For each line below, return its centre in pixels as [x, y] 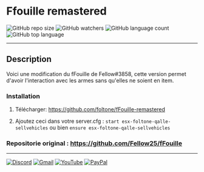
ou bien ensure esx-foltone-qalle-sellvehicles [110, 128]
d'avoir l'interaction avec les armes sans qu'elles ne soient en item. [90, 80]
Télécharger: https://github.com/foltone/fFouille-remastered [90, 109]
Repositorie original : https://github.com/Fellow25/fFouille [94, 143]
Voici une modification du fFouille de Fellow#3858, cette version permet [96, 74]
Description [29, 59]
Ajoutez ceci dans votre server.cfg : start [67, 121]
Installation [23, 96]
